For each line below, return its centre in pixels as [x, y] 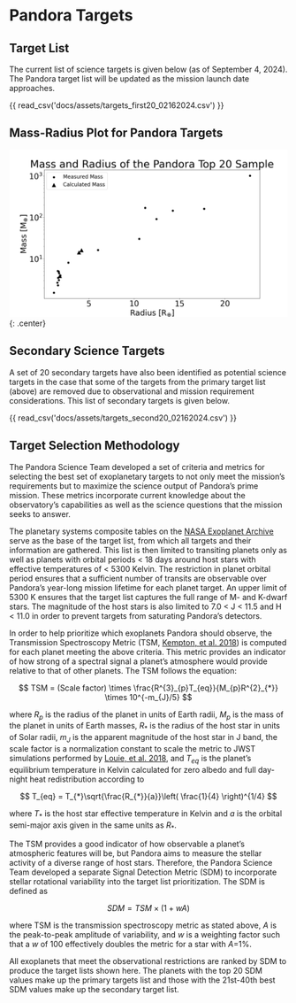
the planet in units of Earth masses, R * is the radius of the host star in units [145, 727]
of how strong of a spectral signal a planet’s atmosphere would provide [138, 661]
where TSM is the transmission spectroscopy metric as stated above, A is [143, 925]
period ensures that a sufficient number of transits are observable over [138, 578]
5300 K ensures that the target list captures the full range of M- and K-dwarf [148, 597]
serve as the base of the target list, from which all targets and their [130, 540]
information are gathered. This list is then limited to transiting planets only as [148, 550]
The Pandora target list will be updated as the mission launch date [129, 79]
